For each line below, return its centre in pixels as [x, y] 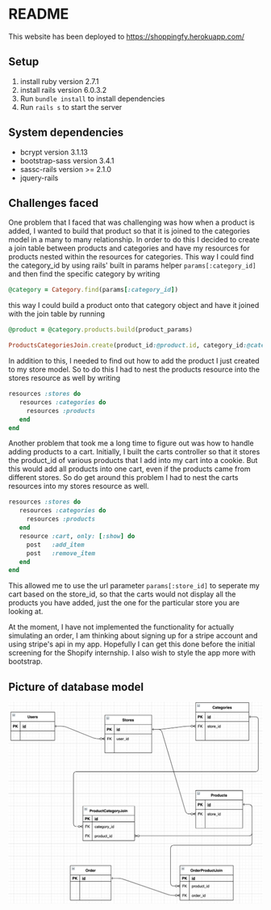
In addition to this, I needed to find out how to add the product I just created [134, 361]
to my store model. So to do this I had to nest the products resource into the [134, 369]
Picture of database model [76, 687]
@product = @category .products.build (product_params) [101, 330]
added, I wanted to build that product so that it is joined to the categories [129, 231]
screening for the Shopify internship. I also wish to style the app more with [132, 653]
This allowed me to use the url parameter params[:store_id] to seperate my [134, 586]
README [39, 14]
